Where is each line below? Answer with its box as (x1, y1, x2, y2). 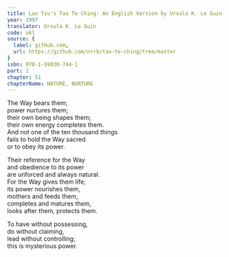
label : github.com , (13, 42, 69, 49)
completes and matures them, (7, 199, 92, 208)
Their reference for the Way (7, 156, 86, 164)
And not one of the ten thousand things (7, 128, 118, 136)
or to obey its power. (7, 143, 65, 151)
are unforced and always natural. (7, 171, 101, 179)
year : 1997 (7, 16, 38, 23)
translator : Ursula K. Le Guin (7, 23, 97, 29)
